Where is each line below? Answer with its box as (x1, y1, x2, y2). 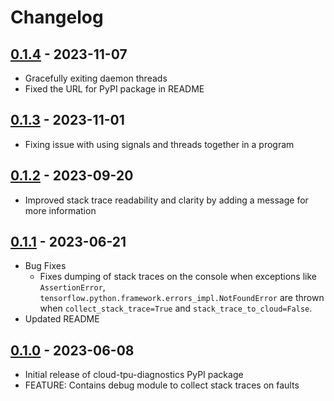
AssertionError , (39, 281, 106, 293)
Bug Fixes (24, 260, 67, 272)
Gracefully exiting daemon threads (24, 72, 168, 84)
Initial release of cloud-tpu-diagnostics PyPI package (24, 369, 244, 381)
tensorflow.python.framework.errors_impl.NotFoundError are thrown (39, 292, 325, 304)
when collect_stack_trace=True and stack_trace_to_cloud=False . (39, 302, 313, 315)
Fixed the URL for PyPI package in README (24, 83, 205, 95)
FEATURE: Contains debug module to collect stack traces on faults (24, 379, 300, 391)
